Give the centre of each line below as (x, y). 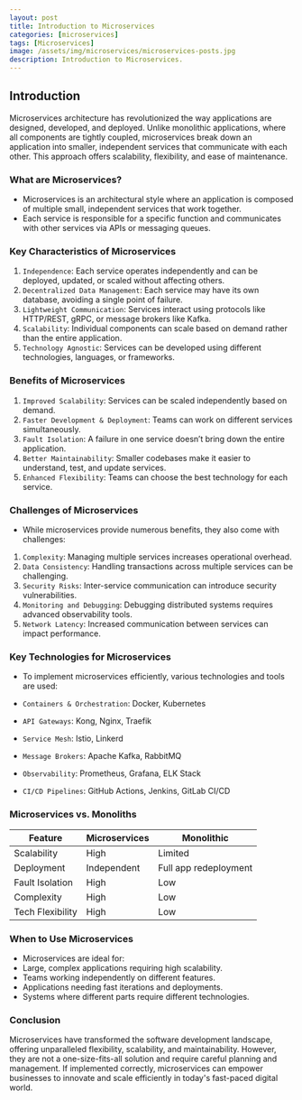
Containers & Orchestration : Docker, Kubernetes (114, 704)
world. (21, 1087)
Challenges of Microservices (74, 510)
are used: (40, 686)
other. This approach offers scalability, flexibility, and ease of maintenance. (149, 156)
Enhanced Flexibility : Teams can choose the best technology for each (155, 477)
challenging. (46, 576)
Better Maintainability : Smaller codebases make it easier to (136, 458)
